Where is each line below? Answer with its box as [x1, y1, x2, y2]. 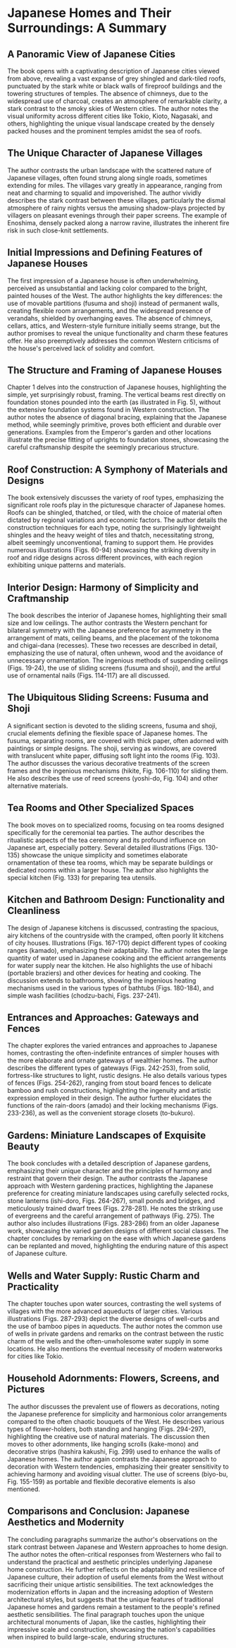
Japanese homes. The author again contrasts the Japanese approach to [7, 1454, 217, 1463]
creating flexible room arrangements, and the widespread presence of [7, 306, 211, 315]
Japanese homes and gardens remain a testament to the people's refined [7, 1602, 221, 1611]
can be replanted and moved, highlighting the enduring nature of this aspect [7, 1242, 229, 1250]
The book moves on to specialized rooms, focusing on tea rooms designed [7, 821, 224, 829]
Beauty [7, 1140, 40, 1152]
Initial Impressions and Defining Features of [7, 247, 203, 259]
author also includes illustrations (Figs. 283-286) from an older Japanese [7, 1219, 220, 1228]
